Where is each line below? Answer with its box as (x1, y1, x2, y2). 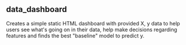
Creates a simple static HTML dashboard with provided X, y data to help (6, 20, 180, 27)
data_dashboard (6, 5, 67, 14)
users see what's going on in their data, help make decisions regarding (6, 26, 178, 33)
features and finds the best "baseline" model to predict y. (6, 32, 145, 39)
